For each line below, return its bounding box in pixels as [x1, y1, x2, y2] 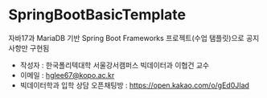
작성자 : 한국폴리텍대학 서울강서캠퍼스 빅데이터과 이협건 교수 [19, 60, 210, 70]
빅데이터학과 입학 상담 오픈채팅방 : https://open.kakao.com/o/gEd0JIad [19, 80, 249, 90]
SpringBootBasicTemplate [8, 6, 187, 24]
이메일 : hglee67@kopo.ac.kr [19, 70, 115, 80]
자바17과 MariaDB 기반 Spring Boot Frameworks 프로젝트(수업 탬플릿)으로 [8, 33, 244, 43]
